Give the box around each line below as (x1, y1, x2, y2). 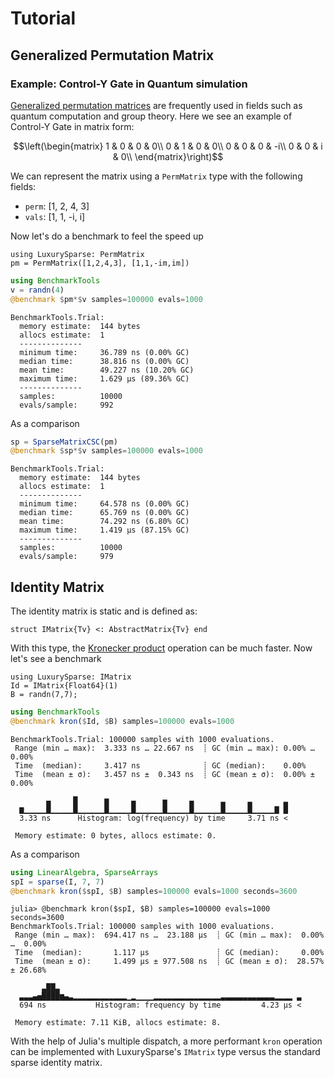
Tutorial (10, 7, 77, 30)
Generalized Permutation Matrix (10, 47, 215, 64)
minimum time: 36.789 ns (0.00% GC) (19, 347, 190, 357)
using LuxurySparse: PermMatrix (10, 249, 145, 259)
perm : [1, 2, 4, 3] (24, 200, 90, 212)
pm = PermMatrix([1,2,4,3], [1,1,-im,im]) (10, 258, 190, 268)
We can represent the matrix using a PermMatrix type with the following (10, 170, 303, 182)
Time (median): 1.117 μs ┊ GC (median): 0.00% (14, 948, 325, 958)
